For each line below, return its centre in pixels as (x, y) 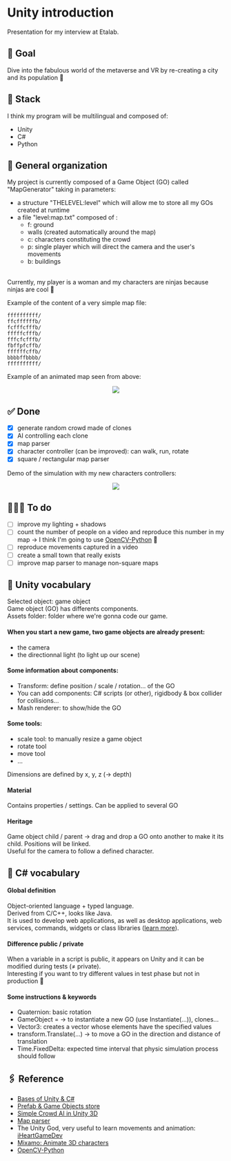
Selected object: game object (49, 601)
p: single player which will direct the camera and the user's (111, 247)
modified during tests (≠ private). (54, 966)
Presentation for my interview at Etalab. (63, 32)
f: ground (40, 225)
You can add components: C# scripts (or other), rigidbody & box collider (120, 693)
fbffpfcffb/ (24, 346)
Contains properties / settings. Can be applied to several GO (93, 806)
